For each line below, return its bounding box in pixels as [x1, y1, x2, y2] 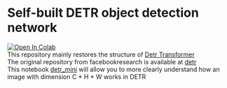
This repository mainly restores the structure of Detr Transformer [7, 50, 195, 59]
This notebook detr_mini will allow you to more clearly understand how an [7, 65, 221, 73]
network [7, 20, 57, 36]
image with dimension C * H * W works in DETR [7, 72, 146, 81]
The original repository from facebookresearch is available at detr [7, 57, 197, 66]
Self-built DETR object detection [7, 5, 200, 21]
